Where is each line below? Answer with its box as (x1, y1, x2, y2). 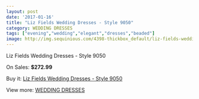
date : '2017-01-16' (6, 14, 54, 20)
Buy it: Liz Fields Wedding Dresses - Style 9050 (6, 75, 123, 82)
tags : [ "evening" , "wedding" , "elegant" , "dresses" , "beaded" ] (6, 31, 155, 37)
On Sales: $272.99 (6, 64, 53, 71)
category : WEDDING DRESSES (6, 25, 73, 31)
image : (6, 36, 23, 42)
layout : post (6, 8, 38, 15)
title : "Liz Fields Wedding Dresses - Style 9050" (6, 19, 134, 25)
